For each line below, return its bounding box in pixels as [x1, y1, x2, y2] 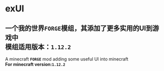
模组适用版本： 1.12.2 [5, 43, 71, 51]
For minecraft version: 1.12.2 [5, 62, 66, 67]
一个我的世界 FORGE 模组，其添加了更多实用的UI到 [5, 24, 153, 32]
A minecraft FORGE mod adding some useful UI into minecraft [5, 56, 128, 62]
